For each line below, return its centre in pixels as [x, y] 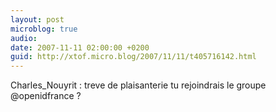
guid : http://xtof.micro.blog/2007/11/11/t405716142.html [133, 57]
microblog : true [44, 29]
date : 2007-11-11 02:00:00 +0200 [80, 47]
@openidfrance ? [46, 96]
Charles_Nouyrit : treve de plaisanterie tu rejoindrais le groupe [138, 85]
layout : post [37, 19]
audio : [24, 38]
